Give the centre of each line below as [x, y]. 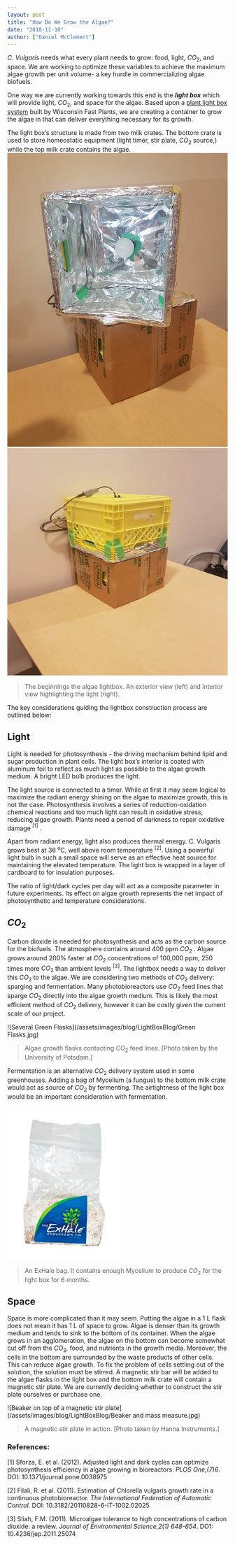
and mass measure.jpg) [166, 1416]
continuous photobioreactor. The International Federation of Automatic [109, 1498]
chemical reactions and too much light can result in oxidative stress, [105, 812]
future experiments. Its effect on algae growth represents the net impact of [115, 893]
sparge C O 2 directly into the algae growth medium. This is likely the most [113, 996]
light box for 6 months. [57, 1279]
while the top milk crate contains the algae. [69, 149]
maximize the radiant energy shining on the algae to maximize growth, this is [117, 797]
